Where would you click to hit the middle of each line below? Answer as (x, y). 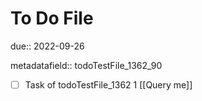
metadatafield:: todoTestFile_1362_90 (86, 65)
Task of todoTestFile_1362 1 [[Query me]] (108, 84)
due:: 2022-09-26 (47, 46)
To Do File (52, 18)
